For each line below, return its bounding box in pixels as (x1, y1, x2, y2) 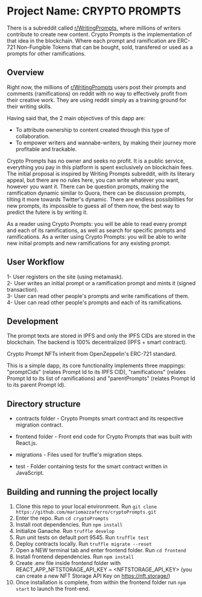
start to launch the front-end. (15, 585, 90, 592)
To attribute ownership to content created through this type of (15, 126, 170, 134)
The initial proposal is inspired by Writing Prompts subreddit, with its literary (7, 170, 195, 177)
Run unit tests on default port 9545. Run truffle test (15, 534, 150, 541)
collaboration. (15, 132, 50, 140)
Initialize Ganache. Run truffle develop (15, 528, 115, 534)
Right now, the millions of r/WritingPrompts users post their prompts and (7, 83, 186, 91)
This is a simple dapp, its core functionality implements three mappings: (7, 362, 186, 369)
